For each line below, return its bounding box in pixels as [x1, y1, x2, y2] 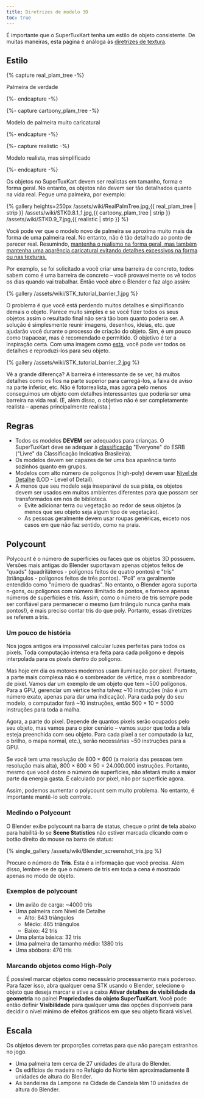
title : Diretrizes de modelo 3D [6, 9, 88, 15]
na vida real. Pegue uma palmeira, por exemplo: [6, 191, 126, 198]
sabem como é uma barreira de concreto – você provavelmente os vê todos [6, 272, 196, 279]
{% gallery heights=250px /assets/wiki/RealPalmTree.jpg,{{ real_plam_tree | [6, 202, 196, 210]
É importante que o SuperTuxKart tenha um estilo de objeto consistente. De [6, 31, 195, 38]
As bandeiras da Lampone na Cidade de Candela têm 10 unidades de [15, 1079, 189, 1086]
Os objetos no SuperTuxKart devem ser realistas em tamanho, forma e [6, 178, 183, 185]
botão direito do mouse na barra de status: [6, 835, 114, 843]
